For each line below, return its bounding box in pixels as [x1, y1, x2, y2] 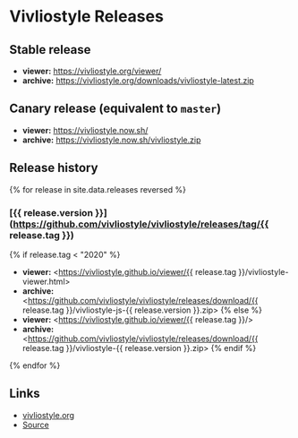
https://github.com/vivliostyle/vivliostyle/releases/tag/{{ [13, 218, 269, 230]
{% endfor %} [9, 360, 61, 371]
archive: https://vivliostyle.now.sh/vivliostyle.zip [21, 134, 201, 145]
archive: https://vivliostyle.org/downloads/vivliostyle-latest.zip [21, 75, 255, 86]
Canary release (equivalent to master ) [9, 101, 222, 116]
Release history [9, 160, 98, 176]
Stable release [9, 42, 91, 57]
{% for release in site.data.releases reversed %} [9, 184, 186, 194]
